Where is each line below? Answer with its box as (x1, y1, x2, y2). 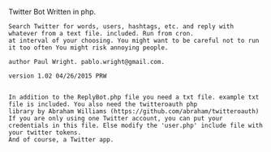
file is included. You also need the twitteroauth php (8, 100, 198, 108)
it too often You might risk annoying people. (8, 44, 169, 52)
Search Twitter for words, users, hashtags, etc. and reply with (8, 23, 234, 31)
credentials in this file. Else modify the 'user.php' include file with (8, 121, 264, 129)
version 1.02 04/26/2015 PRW (8, 72, 107, 80)
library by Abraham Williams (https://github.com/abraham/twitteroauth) (8, 108, 260, 116)
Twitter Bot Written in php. (8, 7, 97, 16)
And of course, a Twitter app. (8, 136, 114, 144)
